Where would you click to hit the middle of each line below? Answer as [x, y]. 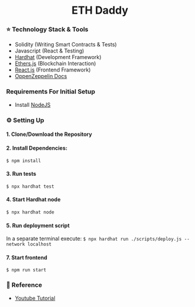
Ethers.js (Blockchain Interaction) [55, 64]
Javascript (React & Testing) [49, 51]
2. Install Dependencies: [37, 148]
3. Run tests [21, 174]
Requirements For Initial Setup [51, 92]
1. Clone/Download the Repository [49, 134]
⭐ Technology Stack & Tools [47, 29]
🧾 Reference [24, 285]
